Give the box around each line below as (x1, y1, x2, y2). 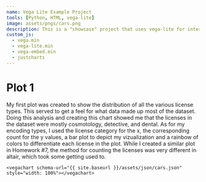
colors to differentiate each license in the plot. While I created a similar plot (6, 140, 196, 147)
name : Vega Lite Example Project (6, 9, 92, 15)
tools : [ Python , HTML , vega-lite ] (6, 15, 95, 21)
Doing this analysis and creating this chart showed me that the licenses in (6, 114, 193, 121)
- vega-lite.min (12, 43, 53, 49)
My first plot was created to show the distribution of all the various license (6, 101, 194, 108)
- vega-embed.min (12, 49, 56, 55)
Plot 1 (6, 81, 34, 95)
